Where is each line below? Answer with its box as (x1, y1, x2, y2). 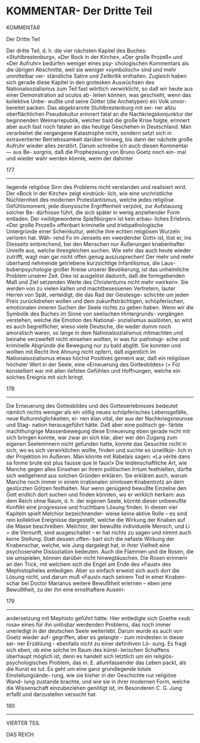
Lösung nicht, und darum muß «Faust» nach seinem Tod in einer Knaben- (6, 573, 187, 580)
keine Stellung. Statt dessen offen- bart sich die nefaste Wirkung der (6, 535, 175, 542)
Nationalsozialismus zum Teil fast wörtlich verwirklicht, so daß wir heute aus (6, 85, 193, 92)
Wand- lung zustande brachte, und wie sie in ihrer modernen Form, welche (6, 678, 190, 685)
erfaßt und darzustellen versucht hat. (6, 691, 97, 698)
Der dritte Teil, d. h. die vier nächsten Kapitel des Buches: (6, 47, 147, 54)
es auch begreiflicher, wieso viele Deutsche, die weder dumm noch (6, 323, 171, 330)
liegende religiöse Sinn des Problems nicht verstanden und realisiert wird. (6, 183, 187, 190)
